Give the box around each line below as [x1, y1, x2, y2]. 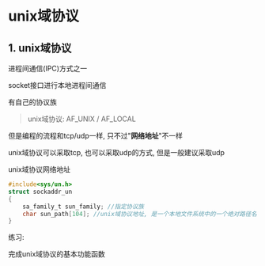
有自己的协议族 [8, 97, 57, 107]
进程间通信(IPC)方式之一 [8, 64, 88, 73]
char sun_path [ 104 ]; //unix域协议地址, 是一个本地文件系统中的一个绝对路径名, [22, 210, 261, 218]
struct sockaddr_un [8, 188, 73, 196]
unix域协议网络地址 [8, 165, 71, 174]
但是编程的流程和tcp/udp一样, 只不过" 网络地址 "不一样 [8, 131, 184, 140]
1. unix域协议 [8, 41, 72, 55]
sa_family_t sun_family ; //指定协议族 [22, 203, 145, 211]
